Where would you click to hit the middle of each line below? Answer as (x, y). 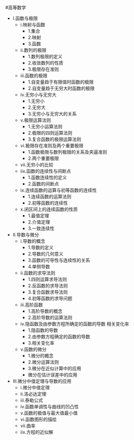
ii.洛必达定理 (33, 394)
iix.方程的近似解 (37, 432)
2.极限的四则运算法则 (50, 133)
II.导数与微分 (26, 235)
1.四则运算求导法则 (47, 279)
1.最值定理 (38, 216)
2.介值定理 (39, 222)
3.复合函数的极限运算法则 (55, 139)
